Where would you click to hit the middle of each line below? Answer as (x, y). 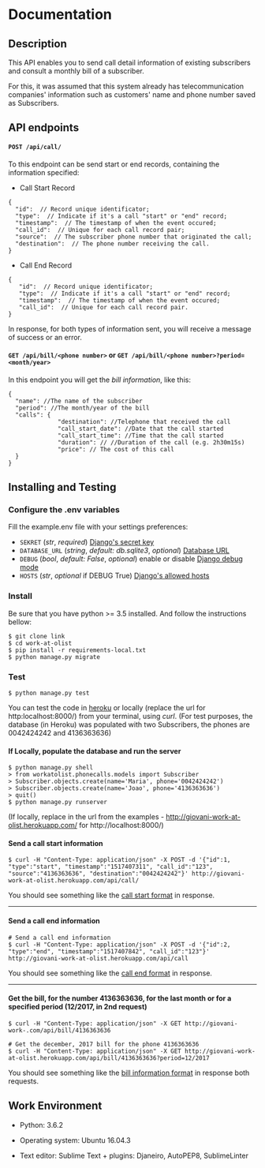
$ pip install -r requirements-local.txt (77, 650)
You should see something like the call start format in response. (112, 895)
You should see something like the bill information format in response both (129, 1073)
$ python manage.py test (49, 693)
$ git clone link (37, 636)
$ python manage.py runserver (58, 803)
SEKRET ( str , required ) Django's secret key (87, 542)
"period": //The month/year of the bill (82, 408)
